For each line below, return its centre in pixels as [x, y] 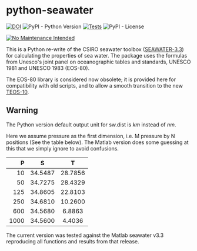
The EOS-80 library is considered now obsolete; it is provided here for [91, 79]
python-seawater [50, 10]
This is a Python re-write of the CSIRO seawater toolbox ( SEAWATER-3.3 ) [95, 49]
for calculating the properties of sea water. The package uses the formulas [97, 55]
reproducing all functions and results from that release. [73, 241]
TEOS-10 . [18, 92]
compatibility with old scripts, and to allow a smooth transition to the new [95, 85]
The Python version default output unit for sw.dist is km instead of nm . [91, 125]
